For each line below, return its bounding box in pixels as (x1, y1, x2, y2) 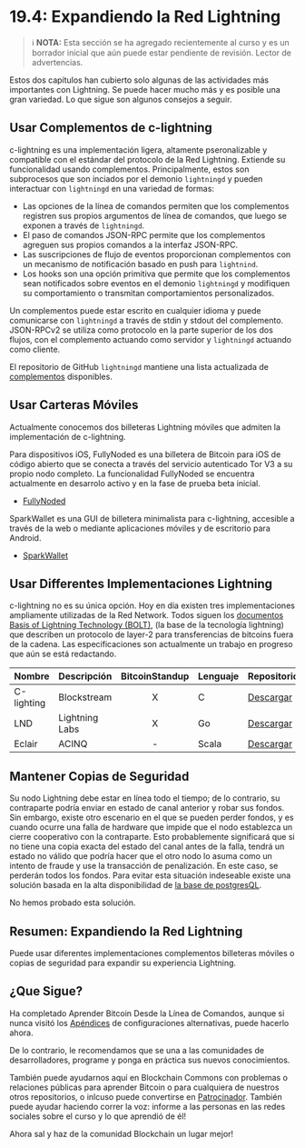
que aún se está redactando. (9, 648, 117, 660)
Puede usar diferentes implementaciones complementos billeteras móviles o (9, 948, 295, 958)
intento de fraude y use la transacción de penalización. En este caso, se (9, 861, 279, 872)
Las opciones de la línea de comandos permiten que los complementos (22, 200, 290, 211)
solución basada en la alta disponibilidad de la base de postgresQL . (9, 880, 262, 891)
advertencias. (31, 56, 84, 67)
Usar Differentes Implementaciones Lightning (9, 575, 273, 592)
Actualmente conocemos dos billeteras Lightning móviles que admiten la (9, 421, 281, 433)
